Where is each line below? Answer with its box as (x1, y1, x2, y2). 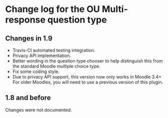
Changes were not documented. (5, 106, 72, 113)
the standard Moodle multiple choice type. (12, 63, 101, 69)
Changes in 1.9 (5, 34, 53, 42)
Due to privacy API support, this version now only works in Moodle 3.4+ (12, 74, 162, 79)
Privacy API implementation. (12, 52, 71, 58)
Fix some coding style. (12, 68, 60, 74)
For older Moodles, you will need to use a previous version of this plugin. (12, 79, 163, 85)
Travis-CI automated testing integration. (12, 47, 96, 53)
